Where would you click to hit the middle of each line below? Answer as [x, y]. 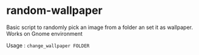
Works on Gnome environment [45, 33]
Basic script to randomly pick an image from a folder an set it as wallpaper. [99, 27]
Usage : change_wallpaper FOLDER [48, 45]
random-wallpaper [55, 11]
